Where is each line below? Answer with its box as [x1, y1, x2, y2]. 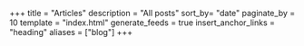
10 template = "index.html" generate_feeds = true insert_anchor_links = [9, 17, 275, 28]
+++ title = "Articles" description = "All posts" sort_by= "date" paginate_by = [9, 8, 296, 18]
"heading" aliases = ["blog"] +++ [9, 27, 133, 37]
